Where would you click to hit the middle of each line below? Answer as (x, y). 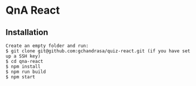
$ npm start (20, 77)
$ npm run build (26, 72)
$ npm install (23, 66)
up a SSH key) (23, 56)
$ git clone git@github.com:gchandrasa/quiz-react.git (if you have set (98, 51)
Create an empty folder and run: (47, 46)
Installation (27, 32)
